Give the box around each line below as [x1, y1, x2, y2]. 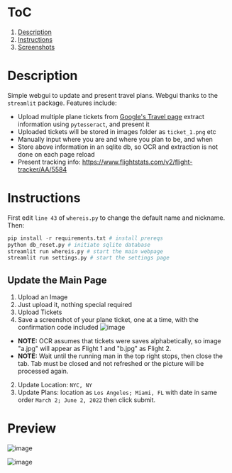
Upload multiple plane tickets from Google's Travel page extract [17, 112, 204, 121]
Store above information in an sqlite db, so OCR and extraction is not [17, 143, 219, 151]
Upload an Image [17, 293, 68, 301]
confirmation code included [17, 323, 99, 332]
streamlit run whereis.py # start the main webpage [7, 247, 163, 255]
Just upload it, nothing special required [17, 301, 133, 309]
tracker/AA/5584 [17, 165, 67, 174]
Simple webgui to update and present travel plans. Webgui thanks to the [7, 91, 219, 99]
